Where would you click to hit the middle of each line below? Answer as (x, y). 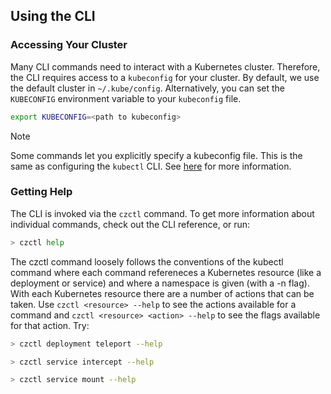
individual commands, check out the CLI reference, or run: (130, 224)
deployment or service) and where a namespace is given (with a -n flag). (160, 283)
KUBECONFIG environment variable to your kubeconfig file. (126, 98)
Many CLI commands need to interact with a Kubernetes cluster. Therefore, (165, 66)
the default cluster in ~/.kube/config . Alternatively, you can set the (147, 88)
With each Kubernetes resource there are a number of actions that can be (162, 293)
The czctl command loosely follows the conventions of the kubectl (147, 261)
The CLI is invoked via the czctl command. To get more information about (162, 213)
